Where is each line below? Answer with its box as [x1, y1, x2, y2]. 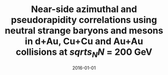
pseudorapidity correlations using [11, 14, 157, 26]
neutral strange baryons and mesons [5, 25, 163, 36]
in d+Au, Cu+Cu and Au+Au [25, 36, 143, 47]
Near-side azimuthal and [31, 4, 137, 15]
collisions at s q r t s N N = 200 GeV [16, 46, 152, 59]
